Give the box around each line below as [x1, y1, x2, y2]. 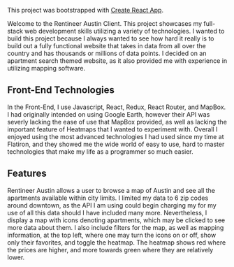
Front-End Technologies [7, 84, 115, 96]
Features [7, 168, 47, 180]
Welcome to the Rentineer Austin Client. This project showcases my [7, 20, 203, 27]
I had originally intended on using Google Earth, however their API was [7, 110, 210, 118]
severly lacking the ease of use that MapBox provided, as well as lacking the [7, 117, 227, 126]
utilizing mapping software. [7, 64, 86, 72]
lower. [7, 253, 25, 261]
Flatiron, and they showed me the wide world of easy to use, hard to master [7, 140, 225, 148]
